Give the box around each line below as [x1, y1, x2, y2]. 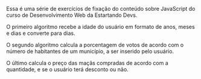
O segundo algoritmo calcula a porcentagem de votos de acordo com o [6, 42, 184, 48]
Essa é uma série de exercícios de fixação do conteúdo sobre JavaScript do [6, 5, 196, 12]
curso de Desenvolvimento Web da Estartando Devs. [6, 11, 138, 19]
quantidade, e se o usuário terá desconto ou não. [6, 66, 129, 73]
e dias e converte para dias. [6, 30, 75, 37]
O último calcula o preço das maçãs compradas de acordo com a [6, 60, 169, 66]
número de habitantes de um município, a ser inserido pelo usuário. [6, 48, 174, 55]
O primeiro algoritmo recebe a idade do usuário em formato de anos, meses [6, 24, 195, 30]
